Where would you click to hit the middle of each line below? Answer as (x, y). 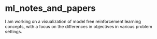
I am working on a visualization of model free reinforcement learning (73, 21)
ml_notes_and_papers (50, 8)
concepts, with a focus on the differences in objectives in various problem (79, 26)
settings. (14, 31)
